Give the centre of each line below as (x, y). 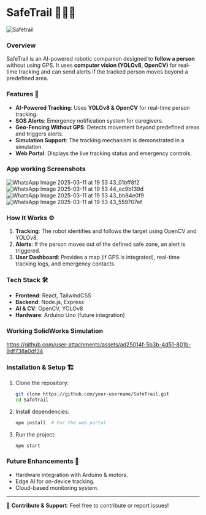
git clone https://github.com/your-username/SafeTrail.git (92, 394)
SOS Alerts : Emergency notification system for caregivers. (89, 120)
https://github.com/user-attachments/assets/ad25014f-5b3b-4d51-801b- (99, 344)
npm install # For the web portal (61, 422)
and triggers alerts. (39, 134)
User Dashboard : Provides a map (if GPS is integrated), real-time (97, 257)
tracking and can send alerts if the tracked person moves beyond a (103, 72)
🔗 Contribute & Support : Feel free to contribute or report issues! (88, 505)
